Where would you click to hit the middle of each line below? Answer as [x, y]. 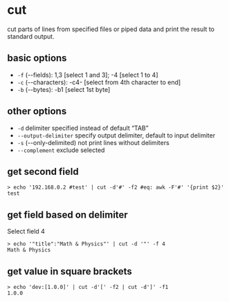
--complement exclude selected [61, 150]
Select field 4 [26, 232]
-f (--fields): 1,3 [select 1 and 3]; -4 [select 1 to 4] [88, 75]
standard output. [31, 36]
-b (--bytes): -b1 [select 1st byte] [64, 89]
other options [37, 112]
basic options [37, 58]
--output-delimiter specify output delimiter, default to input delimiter [116, 135]
